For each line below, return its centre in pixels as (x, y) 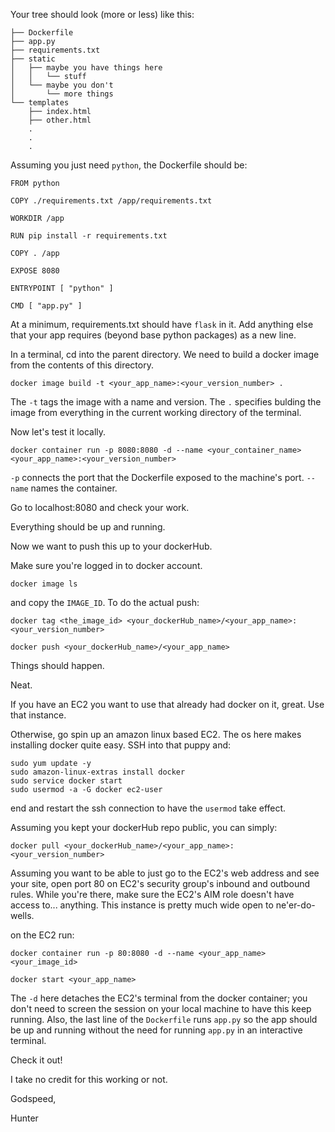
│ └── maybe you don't (62, 85)
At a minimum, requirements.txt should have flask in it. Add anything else (162, 324)
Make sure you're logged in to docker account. (106, 565)
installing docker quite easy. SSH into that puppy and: (121, 745)
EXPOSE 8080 (35, 271)
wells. (22, 915)
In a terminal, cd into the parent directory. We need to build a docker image (165, 354)
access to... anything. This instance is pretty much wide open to (142, 905)
